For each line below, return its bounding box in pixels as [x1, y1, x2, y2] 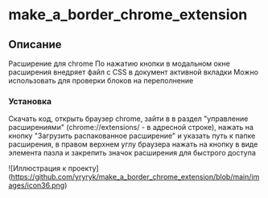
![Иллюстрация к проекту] [8, 164, 99, 173]
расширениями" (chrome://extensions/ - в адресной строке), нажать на [8, 123, 254, 132]
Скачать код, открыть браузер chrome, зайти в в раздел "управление [8, 114, 249, 123]
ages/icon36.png [8, 180, 65, 190]
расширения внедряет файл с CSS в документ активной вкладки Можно [8, 67, 259, 77]
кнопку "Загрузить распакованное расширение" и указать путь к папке [8, 131, 256, 141]
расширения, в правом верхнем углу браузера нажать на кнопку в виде [8, 139, 258, 149]
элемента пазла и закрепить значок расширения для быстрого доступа [8, 148, 256, 158]
